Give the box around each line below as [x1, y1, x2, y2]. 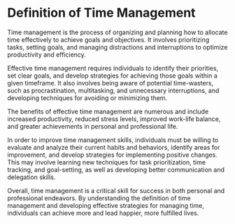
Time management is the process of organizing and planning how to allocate [7, 28, 228, 36]
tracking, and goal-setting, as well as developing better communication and [7, 165, 225, 174]
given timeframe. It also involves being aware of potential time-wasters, [7, 78, 214, 87]
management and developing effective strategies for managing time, [7, 201, 205, 209]
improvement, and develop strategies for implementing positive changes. [7, 150, 218, 159]
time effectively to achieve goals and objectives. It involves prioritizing [7, 35, 210, 43]
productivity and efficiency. [7, 50, 86, 59]
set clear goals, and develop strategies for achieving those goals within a [7, 71, 218, 80]
